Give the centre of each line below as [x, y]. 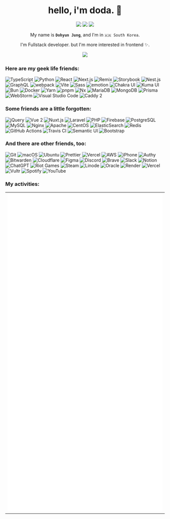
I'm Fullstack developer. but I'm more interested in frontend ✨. [85, 45]
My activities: [22, 184]
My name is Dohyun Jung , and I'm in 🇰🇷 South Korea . [85, 34]
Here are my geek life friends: [42, 68]
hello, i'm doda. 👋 [85, 10]
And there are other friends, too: [46, 144]
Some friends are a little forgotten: [48, 109]
